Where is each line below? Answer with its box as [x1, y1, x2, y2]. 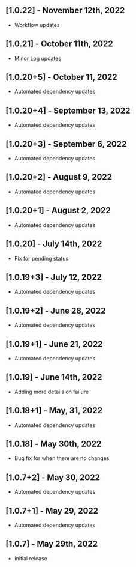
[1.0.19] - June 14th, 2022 [5, 372, 102, 383]
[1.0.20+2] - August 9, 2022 [5, 172, 112, 183]
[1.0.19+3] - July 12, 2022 [5, 272, 102, 282]
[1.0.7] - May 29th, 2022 [5, 539, 98, 549]
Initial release [14, 554, 47, 562]
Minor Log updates [14, 55, 61, 62]
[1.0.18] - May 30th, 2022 [5, 438, 102, 449]
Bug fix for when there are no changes [14, 455, 110, 462]
